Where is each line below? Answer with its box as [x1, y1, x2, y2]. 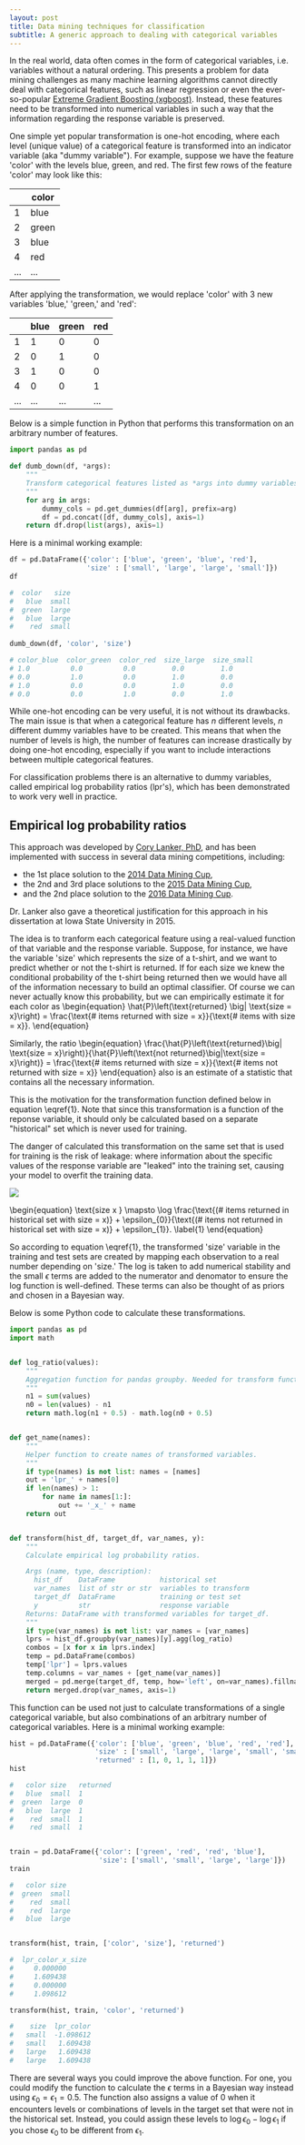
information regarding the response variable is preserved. [9, 113, 225, 124]
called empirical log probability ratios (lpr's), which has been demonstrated [9, 782, 290, 793]
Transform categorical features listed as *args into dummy [25, 479, 258, 488]
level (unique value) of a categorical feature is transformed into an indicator [9, 140, 292, 151]
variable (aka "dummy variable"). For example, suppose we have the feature [9, 150, 294, 161]
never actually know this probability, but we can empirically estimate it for [9, 991, 285, 1002]
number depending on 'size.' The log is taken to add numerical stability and [9, 1261, 291, 1272]
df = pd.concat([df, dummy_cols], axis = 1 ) [42, 512, 205, 521]
